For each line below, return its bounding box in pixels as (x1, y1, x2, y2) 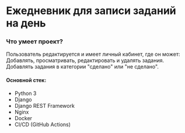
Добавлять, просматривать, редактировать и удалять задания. (6, 57, 165, 64)
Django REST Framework (14, 102, 75, 109)
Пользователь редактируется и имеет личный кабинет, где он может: (6, 51, 180, 58)
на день (6, 16, 46, 30)
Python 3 (14, 90, 37, 97)
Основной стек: (6, 77, 47, 84)
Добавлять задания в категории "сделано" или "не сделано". (6, 63, 159, 70)
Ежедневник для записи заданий (6, 4, 176, 18)
